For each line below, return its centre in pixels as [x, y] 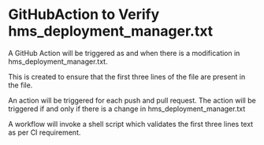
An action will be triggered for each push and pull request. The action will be [132, 100]
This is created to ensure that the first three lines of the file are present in [127, 76]
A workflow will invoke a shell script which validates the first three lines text [131, 124]
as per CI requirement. [45, 132]
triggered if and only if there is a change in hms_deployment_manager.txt [127, 109]
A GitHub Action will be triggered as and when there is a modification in [124, 53]
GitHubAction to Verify [84, 15]
